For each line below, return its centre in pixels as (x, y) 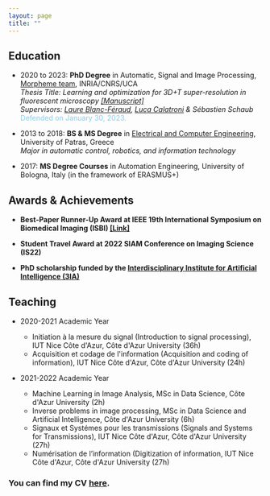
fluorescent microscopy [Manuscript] (82, 101)
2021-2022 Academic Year (64, 378)
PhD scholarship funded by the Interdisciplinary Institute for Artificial (138, 268)
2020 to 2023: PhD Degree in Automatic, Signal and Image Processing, (138, 75)
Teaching (32, 302)
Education (35, 56)
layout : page (30, 16)
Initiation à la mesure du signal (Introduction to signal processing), (141, 337)
